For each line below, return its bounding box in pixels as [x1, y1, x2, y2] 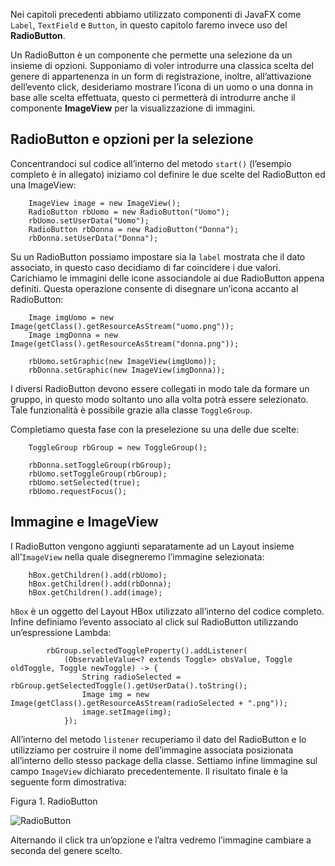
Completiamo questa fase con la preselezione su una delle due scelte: [10, 423, 300, 435]
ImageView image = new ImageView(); [28, 198, 182, 208]
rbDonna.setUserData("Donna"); [28, 233, 159, 243]
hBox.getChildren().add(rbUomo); [28, 570, 168, 580]
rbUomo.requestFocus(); [28, 486, 128, 496]
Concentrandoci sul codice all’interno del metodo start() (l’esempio [10, 157, 292, 169]
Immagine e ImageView [10, 514, 159, 531]
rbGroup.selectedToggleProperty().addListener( [46, 645, 248, 656]
